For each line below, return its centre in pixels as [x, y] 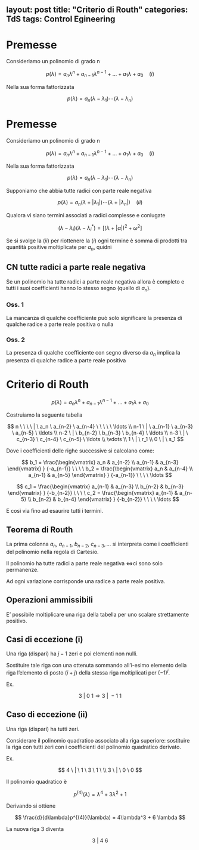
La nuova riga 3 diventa [35, 829]
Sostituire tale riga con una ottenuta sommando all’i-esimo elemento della [97, 666]
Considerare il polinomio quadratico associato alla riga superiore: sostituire [98, 740]
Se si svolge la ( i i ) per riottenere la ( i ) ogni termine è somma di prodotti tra [97, 241]
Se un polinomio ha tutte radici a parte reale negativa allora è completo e [95, 281]
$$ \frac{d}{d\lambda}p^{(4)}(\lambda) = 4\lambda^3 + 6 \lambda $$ [100, 817]
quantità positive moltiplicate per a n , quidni [59, 248]
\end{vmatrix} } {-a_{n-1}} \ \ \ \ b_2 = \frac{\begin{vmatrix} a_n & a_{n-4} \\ [100, 469]
